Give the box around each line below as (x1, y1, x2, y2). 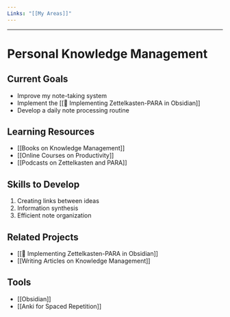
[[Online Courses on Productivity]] (16, 152, 114, 160)
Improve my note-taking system (16, 91, 107, 99)
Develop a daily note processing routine (16, 106, 130, 114)
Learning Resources (7, 126, 94, 138)
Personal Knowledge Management (7, 46, 208, 62)
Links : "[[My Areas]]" (7, 10, 72, 17)
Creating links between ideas (16, 197, 99, 205)
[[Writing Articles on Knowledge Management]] (16, 257, 151, 265)
